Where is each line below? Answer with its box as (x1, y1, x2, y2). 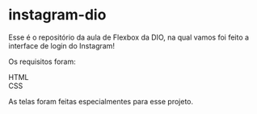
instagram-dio (8, 6, 107, 24)
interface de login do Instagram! (8, 40, 116, 50)
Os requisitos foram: (8, 57, 77, 66)
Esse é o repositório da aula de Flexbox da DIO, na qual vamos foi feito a (8, 32, 249, 42)
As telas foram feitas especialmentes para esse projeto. (8, 96, 194, 106)
